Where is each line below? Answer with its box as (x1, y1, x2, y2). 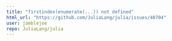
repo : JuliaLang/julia (6, 25, 64, 32)
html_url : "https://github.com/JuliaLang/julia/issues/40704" (6, 14, 167, 20)
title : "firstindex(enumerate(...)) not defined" (6, 8, 134, 15)
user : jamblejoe (6, 20, 47, 26)
